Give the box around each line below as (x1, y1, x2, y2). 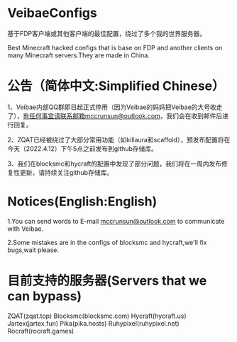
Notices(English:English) (7, 193, 158, 210)
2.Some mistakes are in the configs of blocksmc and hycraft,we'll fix (7, 238, 207, 246)
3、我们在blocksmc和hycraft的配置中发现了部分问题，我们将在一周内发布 (7, 159, 222, 168)
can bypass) (7, 288, 82, 304)
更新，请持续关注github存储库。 (19, 168, 114, 176)
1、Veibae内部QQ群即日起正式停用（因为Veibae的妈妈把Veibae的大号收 (7, 103, 216, 111)
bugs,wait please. (7, 246, 59, 254)
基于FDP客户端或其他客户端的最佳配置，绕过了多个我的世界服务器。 (7, 29, 206, 38)
